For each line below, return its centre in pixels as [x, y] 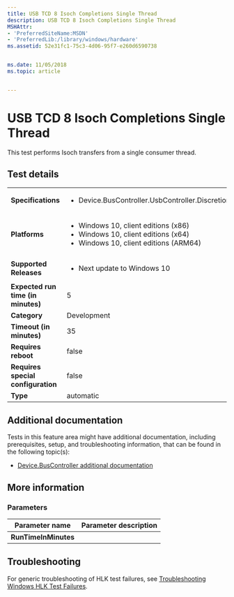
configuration [34, 384]
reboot [22, 355]
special [23, 376]
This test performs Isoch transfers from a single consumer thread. [102, 152]
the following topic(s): [39, 452]
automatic [83, 395]
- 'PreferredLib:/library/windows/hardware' [73, 40]
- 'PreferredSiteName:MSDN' [48, 33]
